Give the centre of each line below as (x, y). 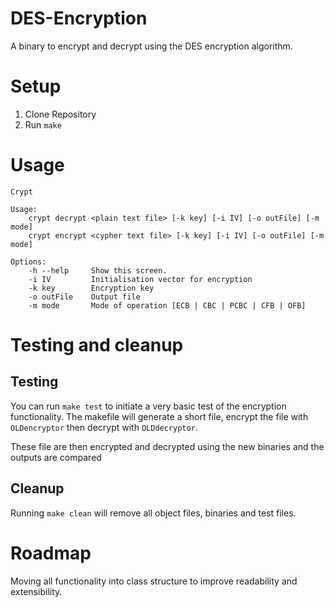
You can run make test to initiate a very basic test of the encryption (148, 406)
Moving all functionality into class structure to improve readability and (154, 581)
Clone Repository (60, 114)
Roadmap (51, 553)
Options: (28, 262)
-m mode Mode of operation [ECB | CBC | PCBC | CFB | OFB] (167, 305)
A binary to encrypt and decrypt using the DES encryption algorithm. (151, 46)
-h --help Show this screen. (98, 270)
